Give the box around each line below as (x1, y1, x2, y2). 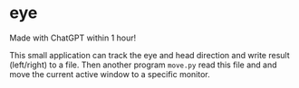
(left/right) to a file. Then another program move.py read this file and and (9, 59, 278, 70)
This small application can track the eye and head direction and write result (9, 49, 290, 60)
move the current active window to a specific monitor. (9, 68, 210, 79)
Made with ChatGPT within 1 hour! (9, 32, 137, 43)
